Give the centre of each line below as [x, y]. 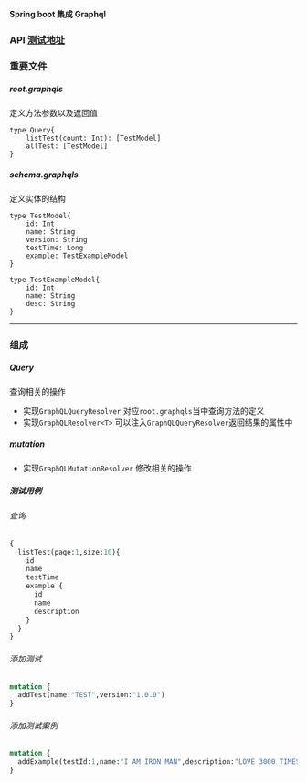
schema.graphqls [44, 175]
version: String [57, 240]
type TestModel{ [40, 216]
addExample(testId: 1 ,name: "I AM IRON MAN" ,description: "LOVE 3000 [147, 762]
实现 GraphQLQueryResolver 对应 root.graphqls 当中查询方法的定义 [143, 411]
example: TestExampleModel [77, 256]
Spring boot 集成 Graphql [58, 14]
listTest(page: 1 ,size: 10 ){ [69, 552]
